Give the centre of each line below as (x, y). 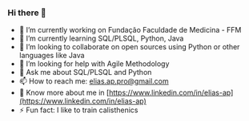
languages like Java (52, 56)
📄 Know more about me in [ (64, 93)
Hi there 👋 (27, 13)
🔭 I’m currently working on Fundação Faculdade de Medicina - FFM (130, 30)
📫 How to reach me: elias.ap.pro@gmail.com (94, 81)
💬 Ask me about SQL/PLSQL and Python (85, 72)
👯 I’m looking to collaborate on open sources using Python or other (129, 47)
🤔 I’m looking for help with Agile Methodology (94, 64)
